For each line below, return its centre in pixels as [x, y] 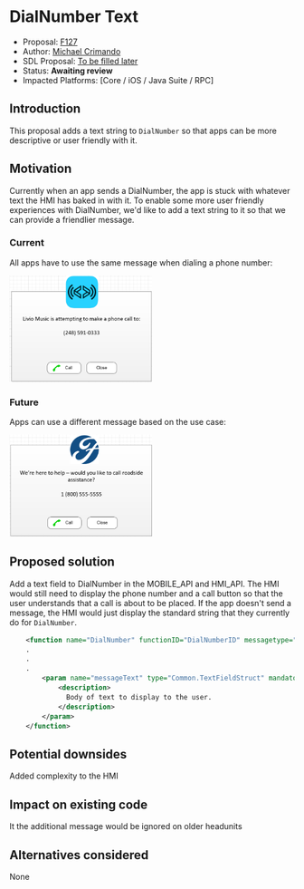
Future [24, 402]
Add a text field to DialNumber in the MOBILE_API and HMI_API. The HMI [144, 584]
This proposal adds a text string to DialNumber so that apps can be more [143, 130]
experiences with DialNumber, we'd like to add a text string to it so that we [148, 209]
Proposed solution [62, 562]
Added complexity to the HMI [64, 776]
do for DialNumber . [43, 622]
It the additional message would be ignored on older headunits [126, 826]
